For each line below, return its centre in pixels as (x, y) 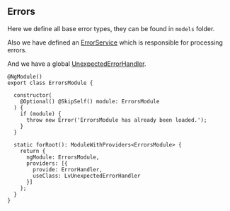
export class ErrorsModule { (50, 83)
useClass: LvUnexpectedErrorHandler (87, 176)
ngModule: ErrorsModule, (63, 157)
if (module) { (41, 114)
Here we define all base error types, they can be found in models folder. (111, 28)
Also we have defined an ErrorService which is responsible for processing (115, 42)
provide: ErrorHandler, (68, 169)
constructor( (33, 95)
